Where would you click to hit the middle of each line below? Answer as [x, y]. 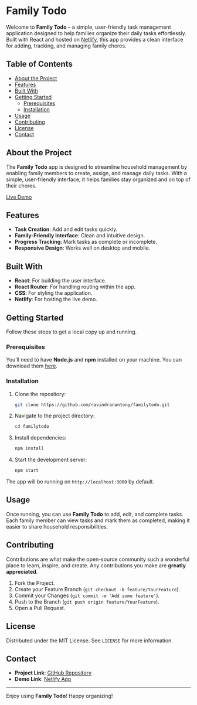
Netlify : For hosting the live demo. [56, 299]
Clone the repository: [40, 394]
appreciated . [22, 571]
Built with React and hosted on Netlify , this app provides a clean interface [95, 39]
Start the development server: [51, 460]
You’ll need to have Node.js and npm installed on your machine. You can [94, 360]
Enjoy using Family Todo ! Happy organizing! [60, 696]
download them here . [32, 366]
